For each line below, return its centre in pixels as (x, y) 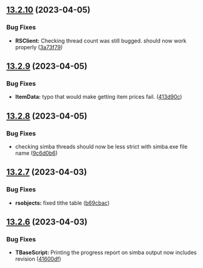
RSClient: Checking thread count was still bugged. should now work (101, 41)
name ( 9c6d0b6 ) (36, 153)
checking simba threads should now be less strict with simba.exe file (101, 147)
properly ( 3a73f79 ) (39, 47)
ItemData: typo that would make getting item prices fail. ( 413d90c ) (98, 97)
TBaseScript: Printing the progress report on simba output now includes (106, 253)
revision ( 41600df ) (38, 259)
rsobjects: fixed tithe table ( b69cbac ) (62, 203)
